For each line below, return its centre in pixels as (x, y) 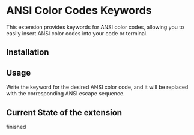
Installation (28, 52)
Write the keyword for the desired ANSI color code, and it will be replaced (97, 87)
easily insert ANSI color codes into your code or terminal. (77, 33)
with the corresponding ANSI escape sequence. (65, 94)
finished (16, 127)
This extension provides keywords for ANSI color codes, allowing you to (95, 27)
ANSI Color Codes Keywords (79, 10)
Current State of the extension (64, 112)
